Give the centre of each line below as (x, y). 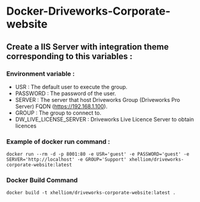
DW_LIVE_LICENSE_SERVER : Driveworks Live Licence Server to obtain (104, 119)
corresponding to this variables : (70, 56)
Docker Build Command (42, 180)
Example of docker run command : (58, 142)
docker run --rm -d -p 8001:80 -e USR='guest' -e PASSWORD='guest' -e (98, 154)
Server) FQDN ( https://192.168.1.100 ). (61, 106)
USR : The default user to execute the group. (71, 87)
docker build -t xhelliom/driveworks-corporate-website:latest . (91, 193)
